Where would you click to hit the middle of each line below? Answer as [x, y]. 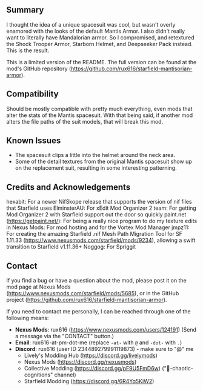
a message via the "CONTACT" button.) [64, 336]
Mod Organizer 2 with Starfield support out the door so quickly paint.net [96, 215]
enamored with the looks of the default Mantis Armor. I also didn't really [96, 31]
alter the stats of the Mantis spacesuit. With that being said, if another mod [99, 115]
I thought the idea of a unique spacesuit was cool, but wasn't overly [91, 24]
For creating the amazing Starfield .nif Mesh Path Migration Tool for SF [95, 234]
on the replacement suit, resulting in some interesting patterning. [96, 168]
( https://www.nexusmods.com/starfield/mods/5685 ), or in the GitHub [93, 293]
